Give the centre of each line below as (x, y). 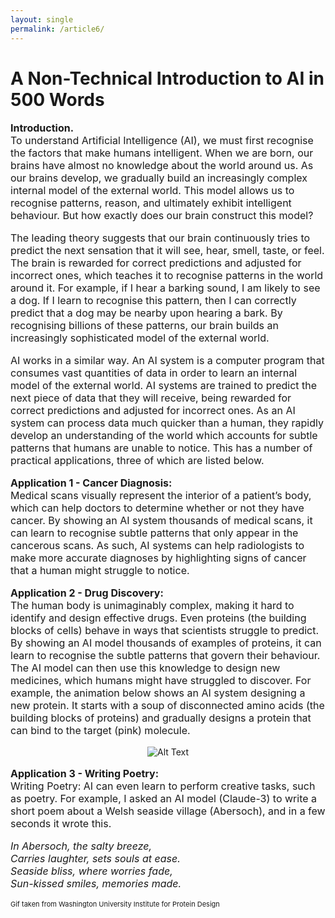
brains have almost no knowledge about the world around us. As (162, 166)
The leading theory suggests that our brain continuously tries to (160, 238)
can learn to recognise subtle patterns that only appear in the (154, 533)
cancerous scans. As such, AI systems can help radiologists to (157, 546)
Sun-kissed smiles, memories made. (96, 884)
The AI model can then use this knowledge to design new (145, 668)
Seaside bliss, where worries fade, (91, 871)
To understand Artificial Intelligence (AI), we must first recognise (162, 141)
